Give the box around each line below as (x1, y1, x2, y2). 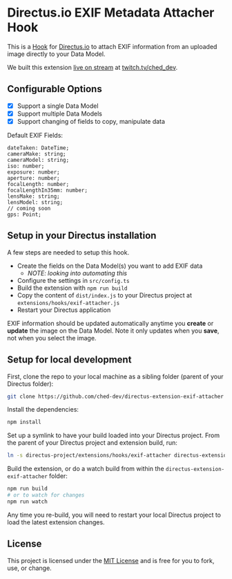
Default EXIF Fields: (7, 131, 64, 139)
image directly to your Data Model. (7, 50, 106, 58)
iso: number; (7, 163, 45, 169)
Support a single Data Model (17, 102, 99, 110)
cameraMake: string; (7, 150, 67, 157)
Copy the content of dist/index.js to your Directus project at (17, 291, 192, 299)
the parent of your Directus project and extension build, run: (7, 439, 178, 447)
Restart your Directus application (17, 306, 111, 314)
